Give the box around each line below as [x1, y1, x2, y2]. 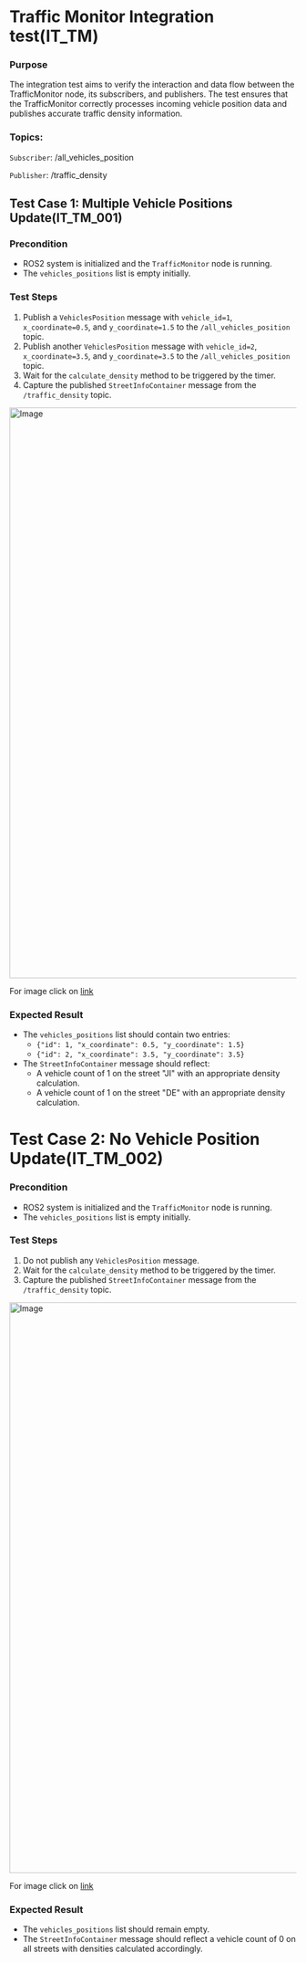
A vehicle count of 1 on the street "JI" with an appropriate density [36, 1068, 280, 1079]
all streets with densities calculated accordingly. [22, 1943, 203, 1955]
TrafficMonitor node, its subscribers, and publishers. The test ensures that [9, 89, 289, 100]
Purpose [9, 58, 48, 71]
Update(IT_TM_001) [9, 210, 123, 226]
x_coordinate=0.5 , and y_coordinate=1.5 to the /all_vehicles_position [22, 321, 291, 332]
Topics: [9, 131, 44, 143]
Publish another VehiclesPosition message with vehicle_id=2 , [22, 341, 258, 352]
